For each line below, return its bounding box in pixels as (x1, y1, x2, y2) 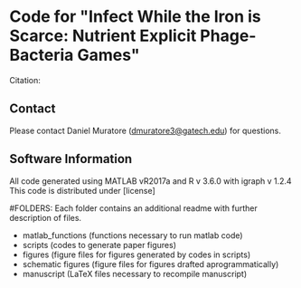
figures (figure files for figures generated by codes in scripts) (22, 249, 251, 260)
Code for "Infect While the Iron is (9, 6, 262, 27)
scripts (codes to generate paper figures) (22, 239, 177, 250)
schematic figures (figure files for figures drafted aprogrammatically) (22, 258, 279, 269)
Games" (76, 45, 140, 65)
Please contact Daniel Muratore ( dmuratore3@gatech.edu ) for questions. (9, 125, 282, 136)
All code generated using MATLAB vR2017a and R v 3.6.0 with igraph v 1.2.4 (9, 175, 292, 187)
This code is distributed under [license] (9, 185, 155, 196)
